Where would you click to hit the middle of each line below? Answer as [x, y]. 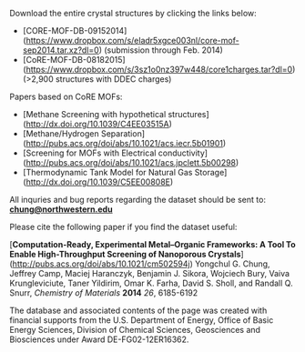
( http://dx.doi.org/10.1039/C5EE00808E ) [98, 182]
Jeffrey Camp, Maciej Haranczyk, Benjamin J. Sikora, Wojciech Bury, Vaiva [149, 273]
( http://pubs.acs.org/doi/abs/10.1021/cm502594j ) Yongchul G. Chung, [140, 264]
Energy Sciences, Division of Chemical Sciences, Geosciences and [135, 330]
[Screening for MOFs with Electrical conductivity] [115, 153]
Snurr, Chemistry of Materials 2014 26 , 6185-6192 [104, 293]
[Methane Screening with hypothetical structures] [116, 114]
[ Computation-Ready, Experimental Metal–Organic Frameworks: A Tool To [152, 244]
